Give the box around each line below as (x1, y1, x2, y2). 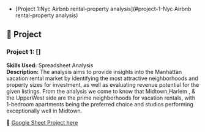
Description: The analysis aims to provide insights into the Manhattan (6, 68, 182, 75)
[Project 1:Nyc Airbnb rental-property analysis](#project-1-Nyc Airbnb (15, 5, 192, 12)
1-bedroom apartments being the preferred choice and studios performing (6, 100, 194, 108)
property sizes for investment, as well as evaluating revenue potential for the (6, 81, 199, 88)
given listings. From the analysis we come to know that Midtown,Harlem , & (6, 87, 196, 95)
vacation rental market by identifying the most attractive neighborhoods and (6, 75, 199, 82)
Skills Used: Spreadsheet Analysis (6, 61, 94, 69)
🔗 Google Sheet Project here (6, 119, 78, 126)
